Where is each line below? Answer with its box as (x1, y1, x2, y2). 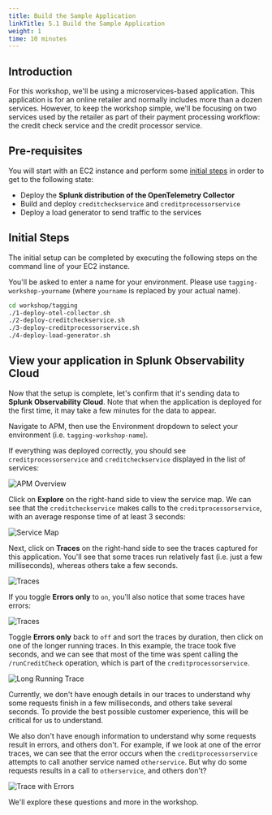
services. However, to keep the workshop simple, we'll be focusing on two (8, 103, 257, 114)
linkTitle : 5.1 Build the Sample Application (8, 20, 165, 28)
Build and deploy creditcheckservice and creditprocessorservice (19, 198, 241, 208)
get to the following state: (8, 174, 94, 184)
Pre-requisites (8, 144, 83, 158)
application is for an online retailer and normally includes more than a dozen (8, 95, 262, 105)
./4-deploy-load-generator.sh (8, 332, 111, 340)
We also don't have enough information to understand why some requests (8, 730, 257, 740)
